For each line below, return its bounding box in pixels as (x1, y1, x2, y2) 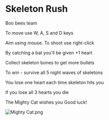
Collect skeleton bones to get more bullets (5, 59, 95, 65)
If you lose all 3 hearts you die (5, 89, 69, 95)
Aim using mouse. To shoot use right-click (5, 39, 95, 46)
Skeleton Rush (5, 3, 68, 15)
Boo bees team (5, 20, 37, 26)
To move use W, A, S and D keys (5, 30, 74, 36)
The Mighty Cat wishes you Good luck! (5, 99, 87, 105)
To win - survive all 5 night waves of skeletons (5, 69, 103, 76)
